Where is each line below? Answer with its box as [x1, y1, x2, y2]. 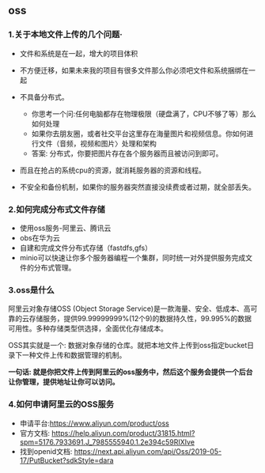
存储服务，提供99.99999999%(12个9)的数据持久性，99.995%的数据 [28, 314, 252, 324]
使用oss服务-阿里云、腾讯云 [19, 223, 112, 233]
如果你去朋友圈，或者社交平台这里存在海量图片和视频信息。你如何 [31, 128, 247, 138]
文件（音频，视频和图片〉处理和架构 [38, 138, 157, 148]
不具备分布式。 [19, 92, 69, 101]
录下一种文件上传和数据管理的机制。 [8, 350, 127, 360]
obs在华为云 [19, 233, 61, 242]
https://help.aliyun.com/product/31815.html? [51, 428, 195, 437]
